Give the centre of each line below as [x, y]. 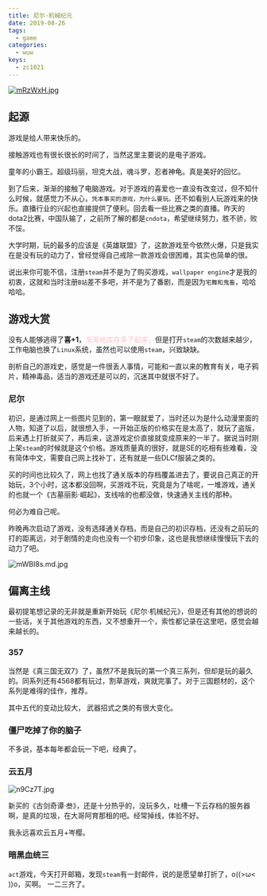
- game [26, 38]
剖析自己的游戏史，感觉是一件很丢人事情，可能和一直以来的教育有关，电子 [130, 367]
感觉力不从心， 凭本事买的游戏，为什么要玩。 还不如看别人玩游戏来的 [147, 198]
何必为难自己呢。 [36, 511]
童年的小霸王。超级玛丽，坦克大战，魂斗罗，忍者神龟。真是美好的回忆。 [126, 171]
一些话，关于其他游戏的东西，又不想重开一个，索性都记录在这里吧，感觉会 [130, 622]
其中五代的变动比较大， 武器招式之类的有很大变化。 [93, 708]
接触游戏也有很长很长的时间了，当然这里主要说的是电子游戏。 [109, 154]
